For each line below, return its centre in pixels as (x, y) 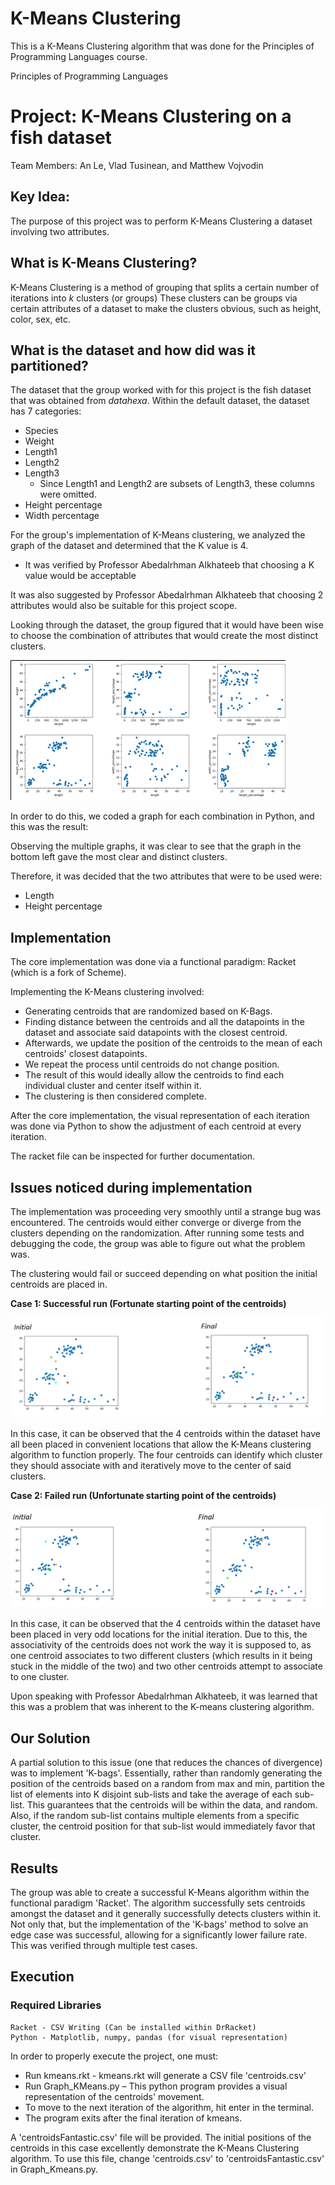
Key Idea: (40, 197)
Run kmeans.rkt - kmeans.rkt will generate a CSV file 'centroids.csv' (165, 2075)
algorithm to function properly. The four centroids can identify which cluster (166, 1455)
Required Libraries (56, 2005)
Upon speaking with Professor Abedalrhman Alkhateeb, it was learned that (164, 1696)
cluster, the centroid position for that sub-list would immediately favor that (163, 1826)
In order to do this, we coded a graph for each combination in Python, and (162, 816)
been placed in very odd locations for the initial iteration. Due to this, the (159, 1634)
